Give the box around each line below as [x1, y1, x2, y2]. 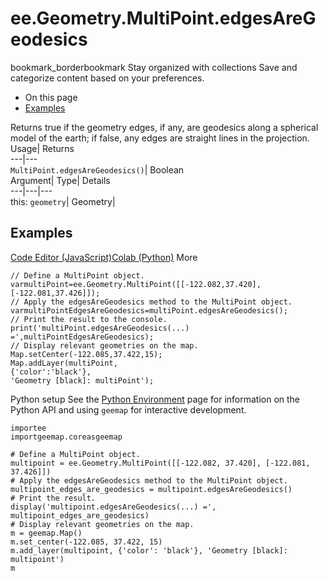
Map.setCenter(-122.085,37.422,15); [10, 349, 163, 359]
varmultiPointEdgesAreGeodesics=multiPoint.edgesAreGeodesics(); [10, 305, 288, 316]
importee [10, 423, 47, 433]
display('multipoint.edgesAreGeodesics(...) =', [10, 502, 217, 512]
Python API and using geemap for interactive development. [10, 403, 247, 416]
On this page [24, 91, 78, 103]
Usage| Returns [10, 142, 75, 154]
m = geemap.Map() [10, 528, 83, 538]
